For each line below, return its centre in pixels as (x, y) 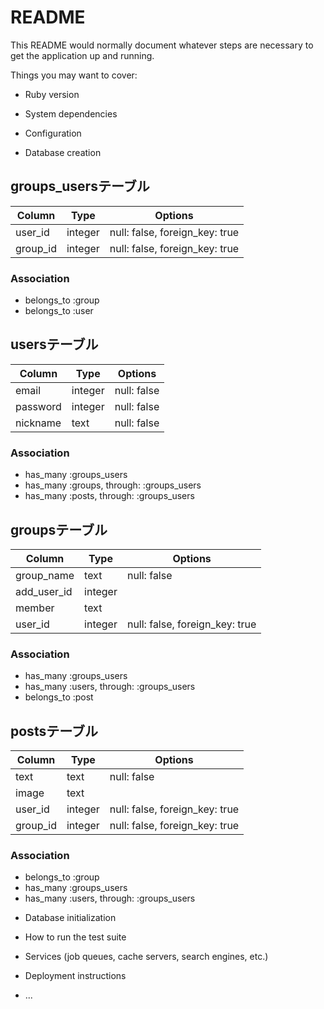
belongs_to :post (59, 697)
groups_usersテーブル (80, 186)
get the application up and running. (82, 55)
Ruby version (52, 94)
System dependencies (71, 113)
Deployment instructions (75, 976)
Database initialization (70, 918)
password (38, 406)
